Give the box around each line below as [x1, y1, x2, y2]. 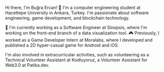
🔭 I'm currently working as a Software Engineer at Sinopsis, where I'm [5, 24, 147, 30]
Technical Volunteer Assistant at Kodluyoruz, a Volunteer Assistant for [5, 57, 148, 63]
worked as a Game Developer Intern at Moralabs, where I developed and [5, 37, 153, 43]
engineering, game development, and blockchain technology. [5, 15, 130, 21]
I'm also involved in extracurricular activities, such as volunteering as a [5, 52, 149, 57]
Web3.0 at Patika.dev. [5, 62, 50, 68]
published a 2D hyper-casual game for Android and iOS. [5, 42, 120, 48]
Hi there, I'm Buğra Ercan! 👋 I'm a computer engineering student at [5, 5, 141, 10]
